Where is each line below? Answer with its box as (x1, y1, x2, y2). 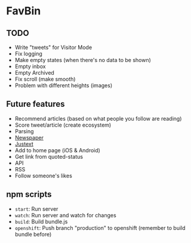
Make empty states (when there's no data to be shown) (14, 57, 151, 63)
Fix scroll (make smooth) (14, 76, 76, 82)
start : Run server (14, 205, 58, 213)
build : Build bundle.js (14, 218, 68, 225)
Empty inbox (14, 63, 46, 70)
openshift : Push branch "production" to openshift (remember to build (14, 224, 186, 231)
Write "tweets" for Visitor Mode (14, 44, 93, 51)
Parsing (14, 127, 34, 135)
